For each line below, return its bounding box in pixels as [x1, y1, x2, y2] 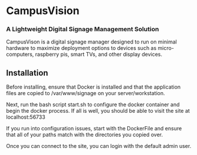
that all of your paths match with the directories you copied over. [6, 131, 163, 139]
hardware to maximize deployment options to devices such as [6, 45, 157, 52]
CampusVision [6, 4, 80, 18]
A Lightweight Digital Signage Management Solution [6, 25, 159, 33]
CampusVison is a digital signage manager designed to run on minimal [6, 38, 177, 45]
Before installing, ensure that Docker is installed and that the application [6, 83, 181, 90]
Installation [6, 68, 48, 77]
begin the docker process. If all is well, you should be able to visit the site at [6, 107, 190, 114]
